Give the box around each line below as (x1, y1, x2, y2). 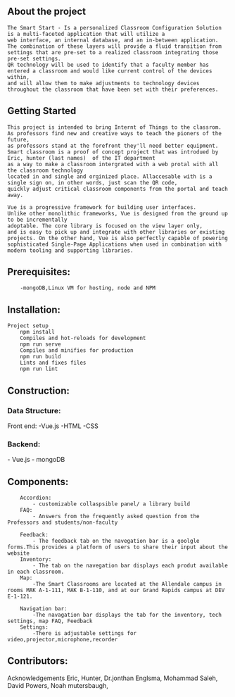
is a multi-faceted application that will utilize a (7, 30, 165, 37)
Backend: (7, 439, 41, 449)
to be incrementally (7, 216, 68, 223)
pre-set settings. (7, 55, 61, 62)
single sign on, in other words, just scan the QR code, (7, 179, 178, 186)
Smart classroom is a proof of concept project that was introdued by (7, 148, 219, 156)
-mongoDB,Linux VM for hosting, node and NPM (20, 284, 156, 291)
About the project (7, 6, 87, 18)
